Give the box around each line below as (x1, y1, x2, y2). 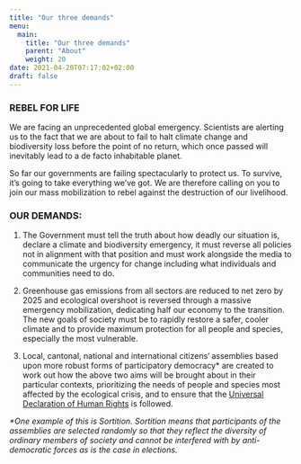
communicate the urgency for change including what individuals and (22, 258, 277, 270)
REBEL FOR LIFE (9, 101, 80, 113)
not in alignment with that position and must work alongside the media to (22, 249, 292, 260)
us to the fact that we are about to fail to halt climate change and (9, 131, 249, 142)
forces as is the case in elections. (53, 444, 178, 455)
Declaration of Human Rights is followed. (22, 398, 173, 409)
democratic (9, 444, 52, 455)
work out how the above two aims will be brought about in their (22, 370, 256, 380)
